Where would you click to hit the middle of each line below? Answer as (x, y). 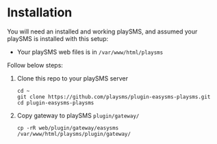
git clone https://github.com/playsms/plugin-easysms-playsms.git (114, 97)
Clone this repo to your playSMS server (73, 78)
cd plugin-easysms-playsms (55, 103)
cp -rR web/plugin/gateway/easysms (68, 128)
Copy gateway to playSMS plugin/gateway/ (78, 115)
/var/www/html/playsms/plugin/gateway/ (74, 134)
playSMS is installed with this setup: (58, 38)
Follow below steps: (35, 65)
